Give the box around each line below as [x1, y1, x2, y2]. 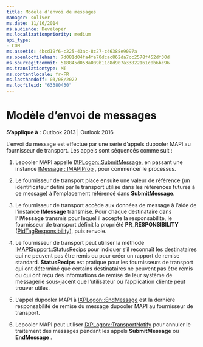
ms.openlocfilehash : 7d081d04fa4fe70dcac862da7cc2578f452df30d [6, 54, 170, 60]
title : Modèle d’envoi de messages [6, 9, 97, 15]
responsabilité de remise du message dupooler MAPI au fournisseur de [15, 302, 193, 310]
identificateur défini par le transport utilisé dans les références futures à [15, 183, 196, 190]
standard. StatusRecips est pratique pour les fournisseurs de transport [15, 258, 193, 266]
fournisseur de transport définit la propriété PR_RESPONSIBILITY [15, 221, 179, 228]
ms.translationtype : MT [6, 65, 67, 72]
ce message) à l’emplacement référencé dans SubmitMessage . [15, 190, 175, 197]
